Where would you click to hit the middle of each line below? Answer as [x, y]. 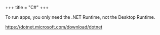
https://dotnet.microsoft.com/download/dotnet [54, 27]
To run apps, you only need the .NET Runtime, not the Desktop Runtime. [80, 17]
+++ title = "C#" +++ [27, 7]
